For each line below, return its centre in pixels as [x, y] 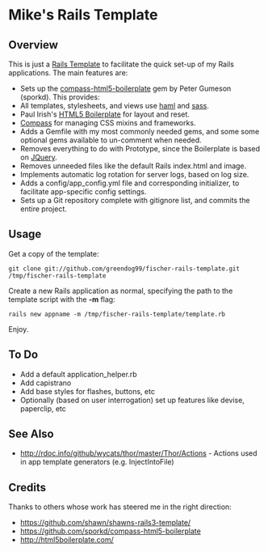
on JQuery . [39, 157]
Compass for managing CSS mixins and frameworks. [108, 123]
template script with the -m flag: [62, 299]
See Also [31, 434]
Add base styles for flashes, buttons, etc [88, 391]
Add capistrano [46, 383]
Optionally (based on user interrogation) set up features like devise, [132, 400]
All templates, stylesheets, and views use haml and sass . [115, 106]
